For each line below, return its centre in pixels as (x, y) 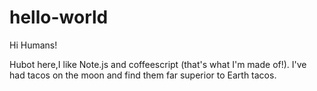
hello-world (59, 17)
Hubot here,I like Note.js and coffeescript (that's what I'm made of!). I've (158, 64)
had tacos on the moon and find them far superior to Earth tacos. (143, 75)
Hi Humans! (33, 45)
